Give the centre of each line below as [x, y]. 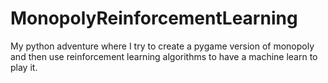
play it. [24, 67]
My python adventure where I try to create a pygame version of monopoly [162, 46]
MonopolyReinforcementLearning [154, 18]
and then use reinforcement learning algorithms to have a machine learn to [164, 56]
